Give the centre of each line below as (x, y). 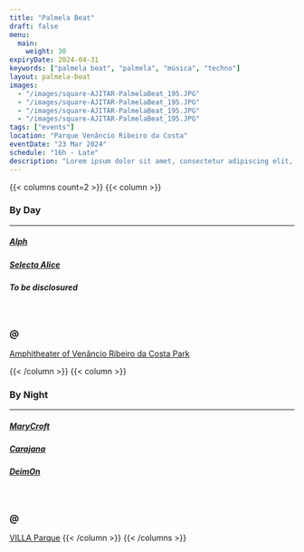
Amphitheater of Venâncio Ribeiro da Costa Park (100, 353)
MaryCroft (29, 426)
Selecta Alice (35, 265)
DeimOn (25, 471)
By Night (28, 394)
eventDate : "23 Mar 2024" (58, 144)
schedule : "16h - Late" (54, 152)
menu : (19, 34)
